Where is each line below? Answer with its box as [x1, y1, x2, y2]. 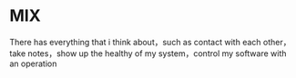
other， [262, 36, 291, 47]
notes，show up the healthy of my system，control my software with [26, 47, 287, 59]
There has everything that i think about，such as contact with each [9, 36, 261, 47]
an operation [9, 58, 57, 69]
